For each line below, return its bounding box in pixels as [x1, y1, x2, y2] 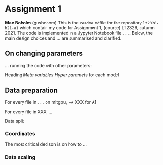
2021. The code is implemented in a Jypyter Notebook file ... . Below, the [5, 30, 153, 36]
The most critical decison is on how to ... [5, 141, 87, 147]
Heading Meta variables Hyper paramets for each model [5, 72, 119, 78]
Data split [5, 118, 24, 124]
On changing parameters [5, 49, 83, 58]
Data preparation [5, 86, 58, 94]
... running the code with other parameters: [5, 62, 92, 68]
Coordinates [5, 130, 35, 137]
